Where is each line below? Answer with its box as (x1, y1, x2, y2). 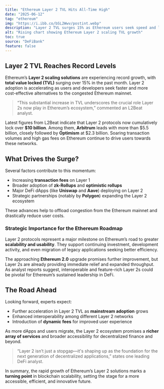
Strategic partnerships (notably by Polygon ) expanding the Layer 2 (12, 193, 147, 199)
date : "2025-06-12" (5, 12, 45, 17)
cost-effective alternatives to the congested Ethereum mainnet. (5, 90, 133, 96)
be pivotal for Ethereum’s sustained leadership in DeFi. (5, 271, 115, 277)
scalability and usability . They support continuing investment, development (5, 241, 159, 247)
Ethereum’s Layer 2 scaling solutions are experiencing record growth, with (5, 74, 156, 81)
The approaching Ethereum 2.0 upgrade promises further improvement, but (5, 256, 158, 262)
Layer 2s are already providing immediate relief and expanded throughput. (5, 261, 155, 267)
